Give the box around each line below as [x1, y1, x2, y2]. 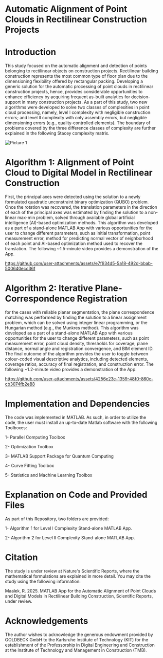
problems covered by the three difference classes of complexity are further [5, 125, 156, 131]
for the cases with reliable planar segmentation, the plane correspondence [5, 309, 155, 315]
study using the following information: [5, 578, 81, 584]
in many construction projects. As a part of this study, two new [21, 99, 147, 105]
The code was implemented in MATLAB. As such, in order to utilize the [5, 414, 146, 420]
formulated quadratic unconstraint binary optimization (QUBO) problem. [5, 199, 149, 205]
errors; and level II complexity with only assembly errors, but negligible [5, 115, 147, 121]
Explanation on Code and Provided [5, 489, 147, 501]
